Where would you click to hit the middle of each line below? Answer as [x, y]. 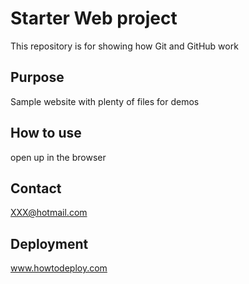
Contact [36, 188]
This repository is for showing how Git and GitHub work [124, 46]
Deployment [49, 243]
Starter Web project [94, 18]
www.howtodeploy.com [59, 268]
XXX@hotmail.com [49, 213]
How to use [46, 133]
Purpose [37, 77]
